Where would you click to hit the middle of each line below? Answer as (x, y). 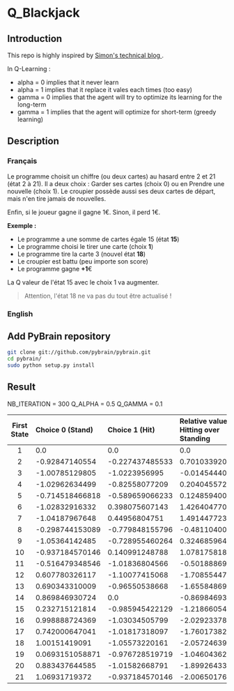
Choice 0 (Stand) (64, 430)
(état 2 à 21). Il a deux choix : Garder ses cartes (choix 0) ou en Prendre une (116, 183)
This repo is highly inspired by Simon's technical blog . (86, 55)
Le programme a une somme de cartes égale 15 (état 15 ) (98, 239)
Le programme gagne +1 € (55, 268)
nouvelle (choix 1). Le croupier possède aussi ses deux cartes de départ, (111, 191)
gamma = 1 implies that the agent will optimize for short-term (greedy (117, 112)
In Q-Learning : (29, 69)
